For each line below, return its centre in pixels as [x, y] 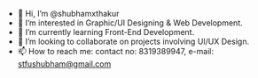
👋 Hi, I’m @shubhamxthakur [68, 14]
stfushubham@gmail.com [64, 64]
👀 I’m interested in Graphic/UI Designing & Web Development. [130, 23]
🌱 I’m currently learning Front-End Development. [106, 32]
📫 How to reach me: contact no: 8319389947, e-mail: [116, 51]
